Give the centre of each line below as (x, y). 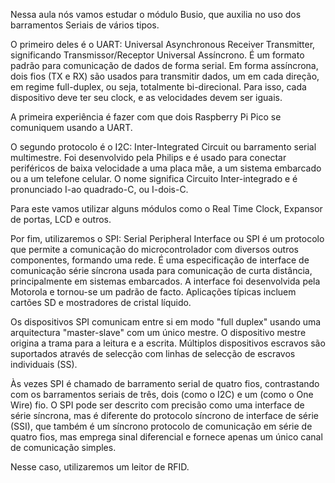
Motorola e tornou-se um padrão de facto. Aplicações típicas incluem (153, 292)
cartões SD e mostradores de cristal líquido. (101, 302)
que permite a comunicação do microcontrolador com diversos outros (154, 249)
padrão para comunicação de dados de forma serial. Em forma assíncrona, (164, 65)
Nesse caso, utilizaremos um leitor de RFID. (100, 467)
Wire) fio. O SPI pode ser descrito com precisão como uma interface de (157, 405)
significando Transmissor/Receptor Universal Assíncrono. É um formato (157, 55)
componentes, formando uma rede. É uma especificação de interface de (160, 260)
